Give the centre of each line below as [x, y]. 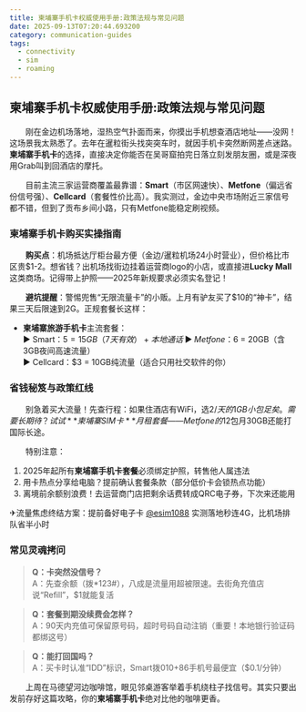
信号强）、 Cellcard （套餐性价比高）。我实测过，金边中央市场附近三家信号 [153, 196]
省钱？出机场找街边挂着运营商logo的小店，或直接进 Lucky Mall [175, 266]
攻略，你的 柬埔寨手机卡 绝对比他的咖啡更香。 [141, 698]
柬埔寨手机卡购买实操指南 [66, 233]
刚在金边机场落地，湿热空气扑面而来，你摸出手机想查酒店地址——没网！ [161, 131]
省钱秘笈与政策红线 [51, 388]
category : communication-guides [71, 35]
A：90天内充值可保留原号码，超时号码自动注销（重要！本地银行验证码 [163, 626]
